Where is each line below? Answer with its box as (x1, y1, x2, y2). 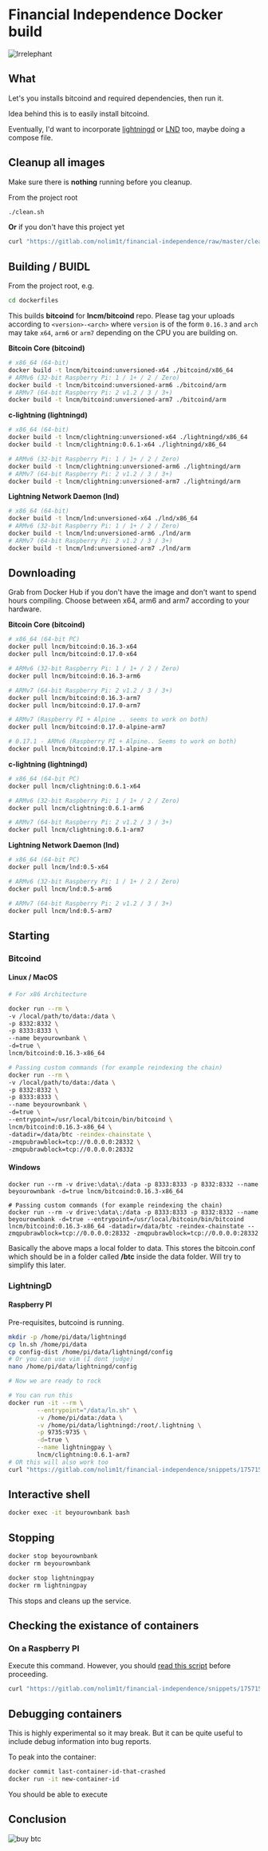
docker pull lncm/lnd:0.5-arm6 (8, 884, 112, 893)
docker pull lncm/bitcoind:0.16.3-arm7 (8, 694, 141, 702)
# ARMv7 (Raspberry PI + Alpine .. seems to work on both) (8, 716, 209, 724)
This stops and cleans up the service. (8, 1596, 132, 1605)
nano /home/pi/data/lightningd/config (8, 1363, 137, 1370)
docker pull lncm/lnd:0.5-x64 (8, 864, 109, 872)
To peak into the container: (8, 1752, 97, 1762)
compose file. (8, 132, 53, 142)
